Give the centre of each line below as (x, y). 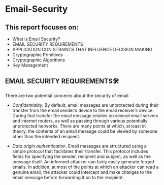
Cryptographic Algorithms (39, 60)
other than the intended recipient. (46, 136)
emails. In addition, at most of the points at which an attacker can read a (85, 167)
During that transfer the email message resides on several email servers (85, 115)
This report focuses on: (42, 27)
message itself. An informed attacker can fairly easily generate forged (83, 161)
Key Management (30, 65)
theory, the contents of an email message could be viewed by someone (85, 131)
